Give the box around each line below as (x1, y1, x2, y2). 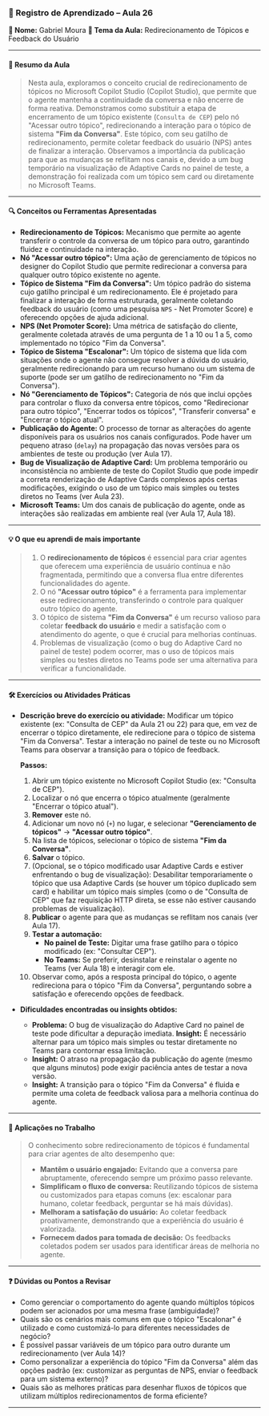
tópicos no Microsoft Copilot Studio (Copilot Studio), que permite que (27, 86, 257, 95)
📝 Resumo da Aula (8, 59, 70, 69)
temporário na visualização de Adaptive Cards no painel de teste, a (27, 163, 250, 172)
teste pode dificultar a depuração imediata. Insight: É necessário (31, 1029, 247, 1038)
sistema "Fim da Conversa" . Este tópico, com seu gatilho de (27, 128, 228, 139)
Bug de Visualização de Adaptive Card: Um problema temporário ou (19, 457, 248, 467)
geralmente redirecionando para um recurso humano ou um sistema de (19, 363, 255, 373)
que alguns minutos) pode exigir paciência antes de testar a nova (31, 1063, 248, 1073)
